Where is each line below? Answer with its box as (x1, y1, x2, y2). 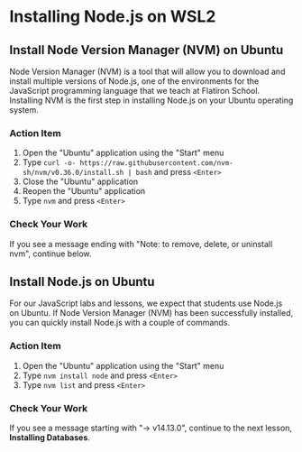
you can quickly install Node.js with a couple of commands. (9, 318, 231, 328)
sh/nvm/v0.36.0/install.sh (22, 169, 124, 178)
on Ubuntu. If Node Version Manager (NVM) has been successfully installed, (9, 308, 294, 318)
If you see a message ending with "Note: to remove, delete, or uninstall (9, 238, 273, 249)
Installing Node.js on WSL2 (9, 6, 216, 27)
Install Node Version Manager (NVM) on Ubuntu (9, 42, 284, 58)
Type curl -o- (22, 157, 77, 168)
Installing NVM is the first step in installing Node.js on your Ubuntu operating (9, 95, 294, 106)
